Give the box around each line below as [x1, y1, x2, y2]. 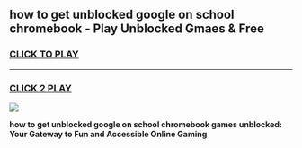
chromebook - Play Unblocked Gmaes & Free [9, 22, 265, 37]
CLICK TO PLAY [9, 48, 79, 61]
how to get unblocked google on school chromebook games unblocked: [9, 118, 283, 129]
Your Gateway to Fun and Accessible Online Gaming [9, 128, 208, 139]
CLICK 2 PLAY [9, 82, 72, 94]
